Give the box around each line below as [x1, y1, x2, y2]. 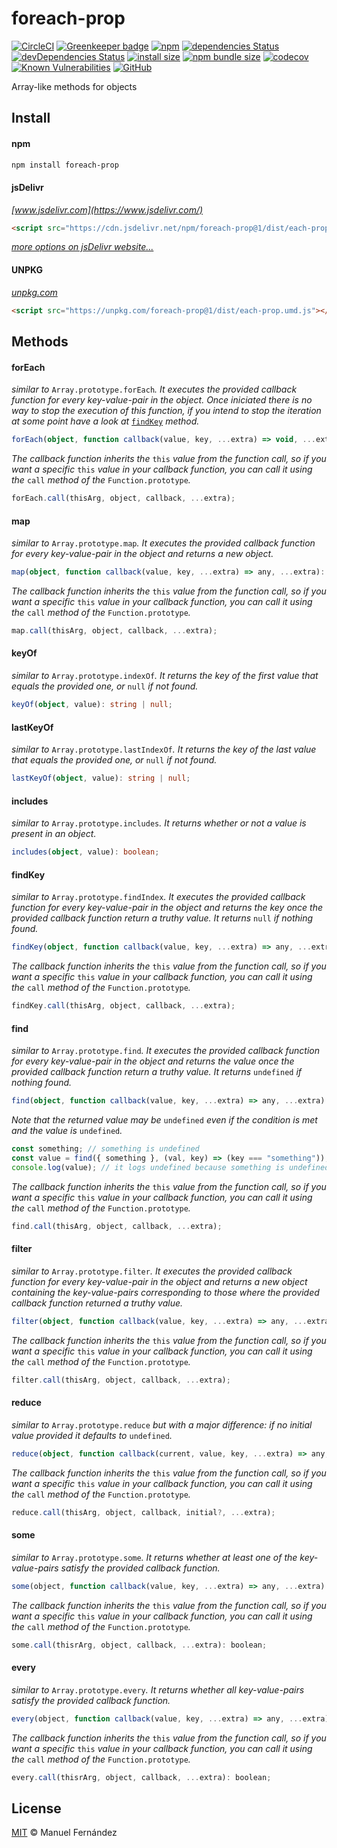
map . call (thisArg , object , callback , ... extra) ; [11, 625, 218, 636]
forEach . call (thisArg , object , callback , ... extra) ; [11, 493, 236, 504]
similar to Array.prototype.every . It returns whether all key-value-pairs [11, 1683, 305, 1696]
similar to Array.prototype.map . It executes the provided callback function [11, 537, 316, 549]
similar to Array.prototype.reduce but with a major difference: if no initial [11, 1418, 313, 1431]
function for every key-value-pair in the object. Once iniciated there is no [11, 394, 313, 406]
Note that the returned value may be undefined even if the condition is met [11, 1114, 318, 1126]
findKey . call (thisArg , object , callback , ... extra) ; [11, 1001, 236, 1011]
